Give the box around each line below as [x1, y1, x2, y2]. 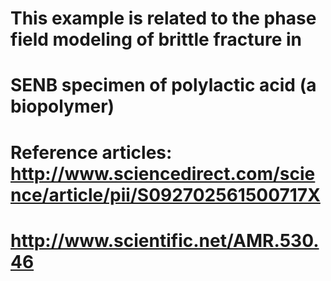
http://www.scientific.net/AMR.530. [10, 229, 320, 252]
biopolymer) [10, 95, 115, 118]
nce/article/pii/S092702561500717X [10, 183, 321, 206]
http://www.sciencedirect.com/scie [10, 162, 316, 185]
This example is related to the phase [10, 7, 317, 30]
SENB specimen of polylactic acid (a [10, 74, 317, 97]
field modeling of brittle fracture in [10, 28, 303, 51]
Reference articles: [10, 141, 173, 164]
